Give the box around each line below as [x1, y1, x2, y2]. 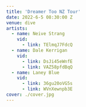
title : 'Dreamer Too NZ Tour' [6, 8, 81, 15]
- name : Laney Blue [11, 70, 60, 75]
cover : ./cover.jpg [6, 92, 55, 97]
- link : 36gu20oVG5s [21, 81, 73, 87]
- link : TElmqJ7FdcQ [21, 42, 73, 48]
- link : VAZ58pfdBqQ [21, 64, 73, 70]
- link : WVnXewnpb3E [21, 86, 73, 92]
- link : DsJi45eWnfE [21, 58, 73, 64]
